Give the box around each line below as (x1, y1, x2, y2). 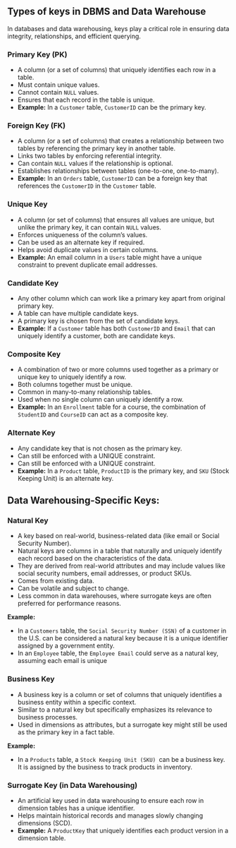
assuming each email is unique (17, 657, 108, 665)
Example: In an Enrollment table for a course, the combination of (17, 402, 206, 412)
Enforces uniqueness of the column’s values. (17, 230, 148, 239)
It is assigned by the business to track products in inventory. (17, 763, 192, 771)
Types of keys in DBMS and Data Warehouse (7, 6, 206, 18)
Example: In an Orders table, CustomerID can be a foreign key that (17, 174, 208, 183)
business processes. (17, 712, 78, 721)
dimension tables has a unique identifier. (17, 804, 135, 812)
